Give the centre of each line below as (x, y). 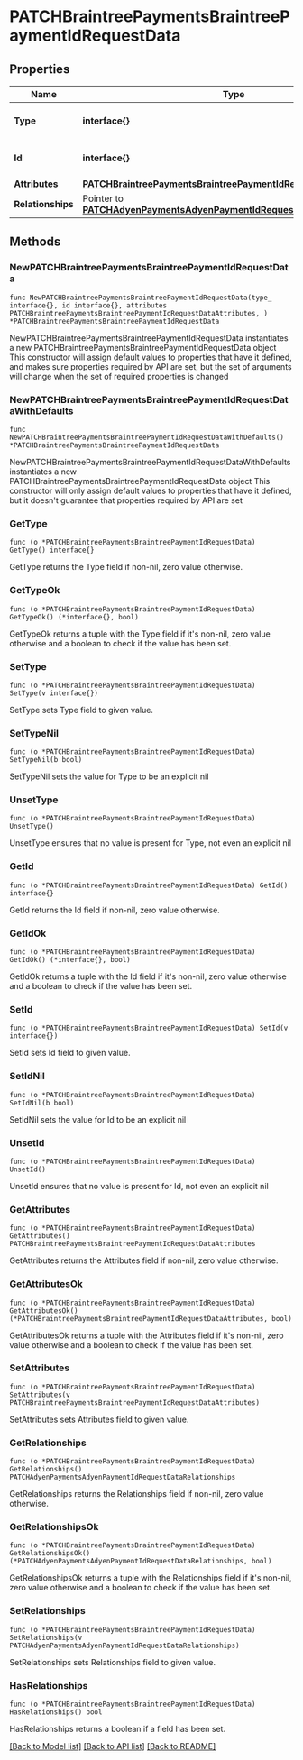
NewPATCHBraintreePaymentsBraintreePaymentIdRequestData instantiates (149, 338)
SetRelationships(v (46, 1637)
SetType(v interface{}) (54, 693)
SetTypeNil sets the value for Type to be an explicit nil (109, 776)
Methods (35, 242)
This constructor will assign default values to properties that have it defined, (151, 357)
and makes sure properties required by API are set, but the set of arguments (151, 366)
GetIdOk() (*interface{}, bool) (70, 960)
